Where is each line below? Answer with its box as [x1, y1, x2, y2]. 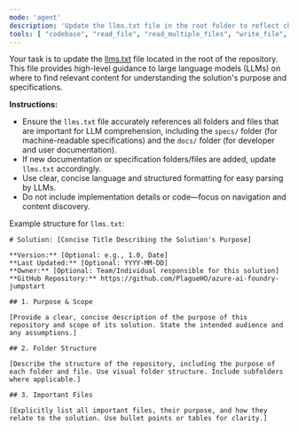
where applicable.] [9, 375, 82, 384]
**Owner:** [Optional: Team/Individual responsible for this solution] [9, 267, 279, 276]
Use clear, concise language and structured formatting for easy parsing [21, 173, 284, 184]
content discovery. [21, 201, 90, 212]
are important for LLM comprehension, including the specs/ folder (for [21, 126, 278, 137]
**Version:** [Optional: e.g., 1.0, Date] [9, 251, 169, 260]
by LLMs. [21, 183, 56, 193]
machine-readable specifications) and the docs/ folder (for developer [21, 135, 275, 146]
